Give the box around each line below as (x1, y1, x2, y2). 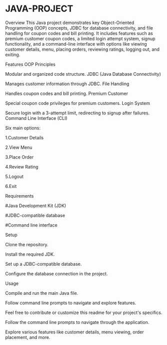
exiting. (5, 51, 20, 58)
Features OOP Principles (5, 61, 56, 67)
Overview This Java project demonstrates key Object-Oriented (5, 20, 134, 26)
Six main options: (5, 125, 41, 131)
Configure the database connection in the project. (5, 270, 108, 276)
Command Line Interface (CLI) (5, 115, 67, 121)
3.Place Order (5, 154, 34, 160)
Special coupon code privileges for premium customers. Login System (5, 100, 150, 106)
